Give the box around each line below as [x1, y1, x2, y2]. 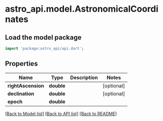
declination [7, 90, 34, 97]
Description [70, 74, 98, 81]
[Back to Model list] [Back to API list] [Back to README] [5, 111, 117, 117]
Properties [5, 60, 38, 68]
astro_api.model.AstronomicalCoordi [5, 3, 159, 15]
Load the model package [5, 33, 82, 41]
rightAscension [7, 82, 44, 89]
